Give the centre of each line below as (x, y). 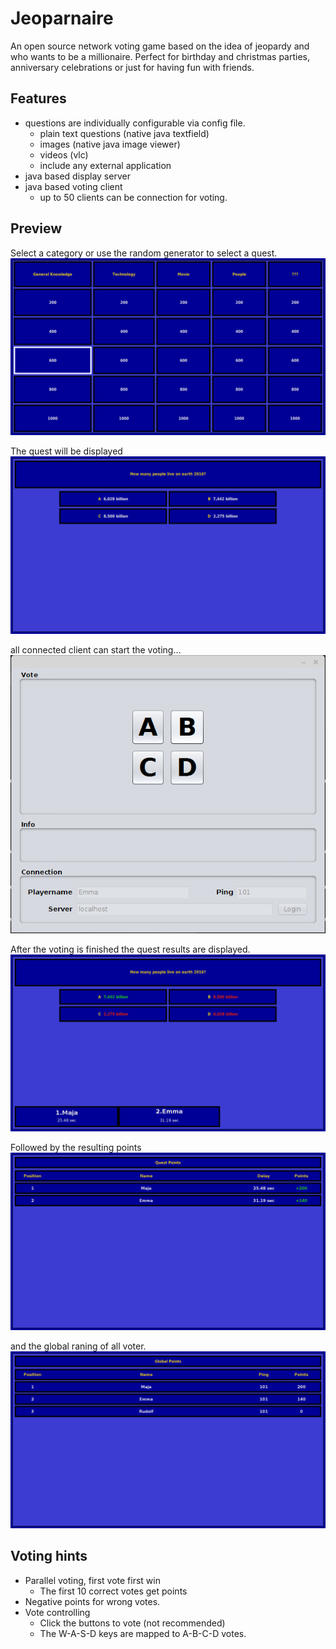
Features (38, 98)
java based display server (77, 176)
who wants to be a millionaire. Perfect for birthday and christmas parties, (160, 56)
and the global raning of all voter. (78, 1346)
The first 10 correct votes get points (113, 1591)
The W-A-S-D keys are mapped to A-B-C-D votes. (143, 1633)
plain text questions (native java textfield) (124, 133)
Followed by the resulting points (76, 1148)
